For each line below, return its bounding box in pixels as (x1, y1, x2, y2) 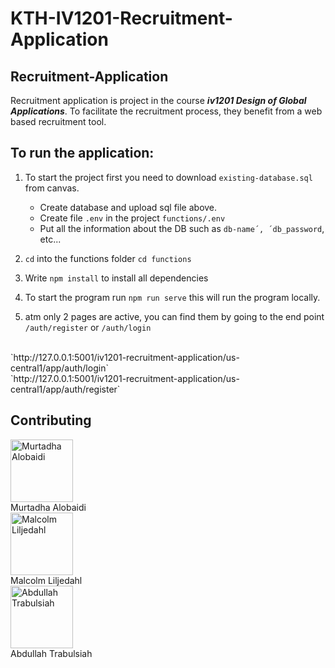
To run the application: (10, 145, 155, 162)
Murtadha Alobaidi (10, 501, 87, 513)
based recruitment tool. (10, 116, 107, 127)
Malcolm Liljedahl (10, 574, 83, 586)
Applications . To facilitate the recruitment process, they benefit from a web (10, 105, 323, 117)
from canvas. (24, 182, 80, 194)
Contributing (10, 412, 92, 429)
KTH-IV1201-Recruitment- (10, 7, 233, 30)
